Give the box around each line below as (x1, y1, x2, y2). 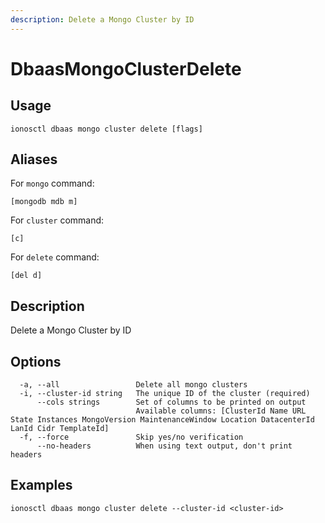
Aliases (10, 151, 58, 168)
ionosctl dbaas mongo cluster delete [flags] (10, 124, 203, 134)
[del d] (10, 271, 43, 281)
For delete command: (10, 251, 100, 263)
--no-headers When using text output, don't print (36, 441, 293, 451)
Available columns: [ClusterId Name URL (135, 406, 307, 416)
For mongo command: (10, 177, 95, 190)
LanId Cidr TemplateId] (10, 424, 110, 434)
